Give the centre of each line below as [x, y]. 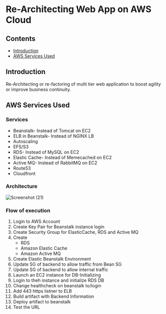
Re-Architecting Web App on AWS [79, 9]
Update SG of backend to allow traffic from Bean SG [67, 264]
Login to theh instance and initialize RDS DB [59, 280]
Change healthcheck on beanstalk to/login [57, 286]
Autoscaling [25, 141]
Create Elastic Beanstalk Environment [52, 259]
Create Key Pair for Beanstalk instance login [59, 227]
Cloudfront [24, 173]
